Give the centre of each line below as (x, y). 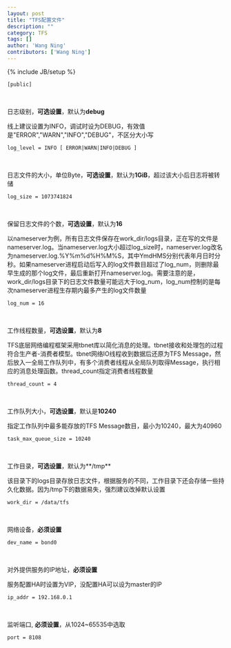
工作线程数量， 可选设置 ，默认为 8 (54, 330)
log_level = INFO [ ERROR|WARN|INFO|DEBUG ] (72, 148)
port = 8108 (24, 637)
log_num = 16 (26, 303)
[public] (20, 84)
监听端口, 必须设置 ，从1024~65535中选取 (66, 624)
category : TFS (28, 33)
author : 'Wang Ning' (37, 46)
